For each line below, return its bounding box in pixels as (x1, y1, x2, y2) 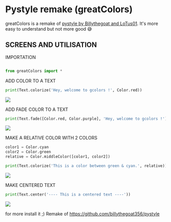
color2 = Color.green (5, 149, 51, 155)
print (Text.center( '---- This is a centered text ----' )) (5, 192, 131, 197)
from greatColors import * (5, 68, 63, 73)
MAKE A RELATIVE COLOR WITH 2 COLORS (5, 135, 98, 141)
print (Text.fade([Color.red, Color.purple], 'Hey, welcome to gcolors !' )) (5, 116, 169, 121)
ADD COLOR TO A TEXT (5, 77, 56, 84)
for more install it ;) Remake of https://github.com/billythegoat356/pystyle (5, 210, 160, 217)
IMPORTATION (5, 54, 36, 60)
